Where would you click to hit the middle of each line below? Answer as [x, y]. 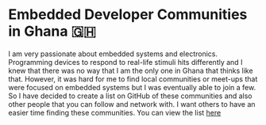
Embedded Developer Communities [128, 15]
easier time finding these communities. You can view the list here [115, 112]
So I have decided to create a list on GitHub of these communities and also [130, 96]
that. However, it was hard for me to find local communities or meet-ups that [133, 79]
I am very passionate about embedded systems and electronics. [113, 54]
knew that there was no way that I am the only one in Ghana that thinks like [131, 70]
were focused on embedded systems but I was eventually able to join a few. [132, 87]
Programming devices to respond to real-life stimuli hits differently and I [125, 62]
